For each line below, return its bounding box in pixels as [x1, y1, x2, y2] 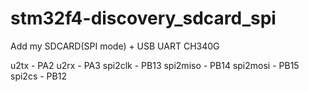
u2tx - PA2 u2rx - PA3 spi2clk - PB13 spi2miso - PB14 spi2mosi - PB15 [10, 59, 300, 71]
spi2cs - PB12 [10, 70, 67, 82]
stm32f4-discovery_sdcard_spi [10, 7, 277, 30]
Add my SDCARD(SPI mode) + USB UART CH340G [10, 40, 220, 52]
